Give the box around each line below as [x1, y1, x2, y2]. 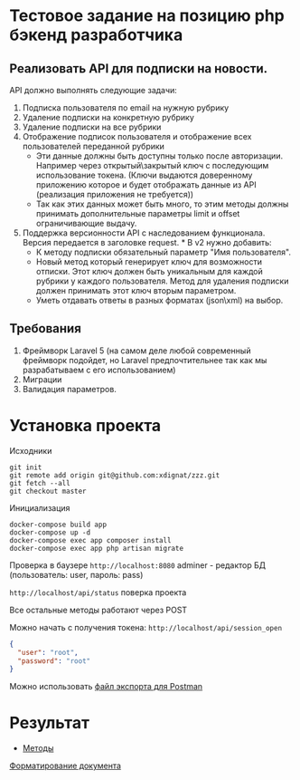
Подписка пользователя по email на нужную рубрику [22, 102, 230, 113]
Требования [9, 321, 81, 336]
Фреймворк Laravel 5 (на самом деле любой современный [22, 345, 251, 356]
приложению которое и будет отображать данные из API [35, 179, 257, 190]
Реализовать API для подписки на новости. [9, 61, 268, 76]
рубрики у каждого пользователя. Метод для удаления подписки [35, 275, 289, 286]
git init [9, 463, 42, 472]
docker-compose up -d [9, 527, 91, 537]
